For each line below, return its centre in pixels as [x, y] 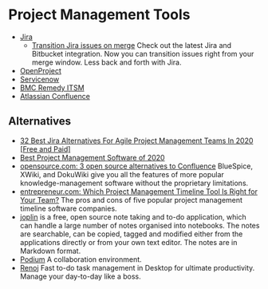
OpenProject [41, 70]
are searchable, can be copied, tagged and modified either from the [131, 234]
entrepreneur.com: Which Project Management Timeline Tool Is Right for [138, 191]
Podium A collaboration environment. [81, 259]
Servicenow [39, 79]
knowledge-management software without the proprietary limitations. [134, 183]
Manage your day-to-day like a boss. [80, 276]
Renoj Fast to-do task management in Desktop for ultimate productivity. [137, 267]
